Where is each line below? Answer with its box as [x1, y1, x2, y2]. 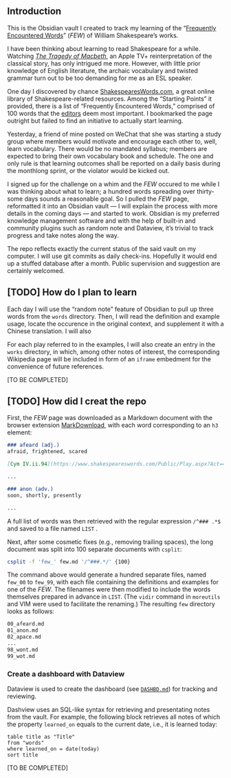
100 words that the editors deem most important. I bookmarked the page [7, 109, 213, 117]
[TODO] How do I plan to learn [7, 286, 137, 299]
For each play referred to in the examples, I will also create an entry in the [7, 340, 215, 348]
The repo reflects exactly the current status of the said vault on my [7, 244, 197, 252]
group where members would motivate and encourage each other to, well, [7, 137, 218, 146]
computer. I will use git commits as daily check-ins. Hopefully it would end [7, 252, 217, 260]
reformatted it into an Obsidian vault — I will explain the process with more [7, 201, 218, 210]
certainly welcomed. [7, 266, 65, 275]
